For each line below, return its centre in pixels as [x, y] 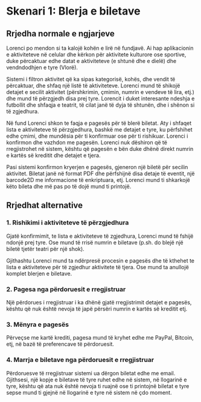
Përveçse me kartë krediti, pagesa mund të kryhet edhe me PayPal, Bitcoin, [100, 338]
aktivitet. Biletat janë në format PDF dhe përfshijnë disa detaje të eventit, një [101, 173]
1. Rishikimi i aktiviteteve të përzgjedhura [68, 223]
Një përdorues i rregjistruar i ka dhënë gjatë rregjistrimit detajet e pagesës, [99, 302]
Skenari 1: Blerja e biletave [73, 11]
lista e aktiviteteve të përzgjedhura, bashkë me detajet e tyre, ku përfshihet [100, 129]
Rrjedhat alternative [45, 205]
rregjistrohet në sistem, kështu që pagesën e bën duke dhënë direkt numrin [100, 149]
